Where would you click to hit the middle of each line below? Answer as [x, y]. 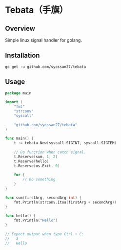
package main [18, 93]
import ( [14, 102]
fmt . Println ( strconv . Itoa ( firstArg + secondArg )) [65, 202]
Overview [20, 28]
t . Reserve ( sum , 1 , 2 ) [36, 157]
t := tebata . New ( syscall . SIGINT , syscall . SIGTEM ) [65, 143]
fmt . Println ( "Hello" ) [36, 221]
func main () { [20, 138]
